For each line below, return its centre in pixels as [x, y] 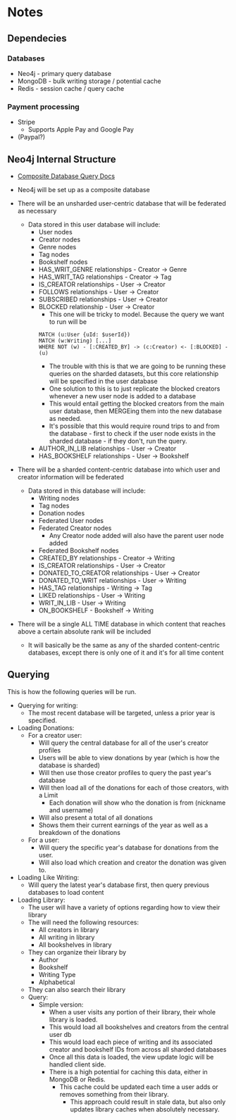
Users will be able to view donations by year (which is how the [129, 757]
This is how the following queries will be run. [72, 691]
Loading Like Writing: [48, 877]
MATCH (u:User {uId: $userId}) [84, 334]
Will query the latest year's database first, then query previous [119, 885]
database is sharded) [69, 765]
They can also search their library [77, 989]
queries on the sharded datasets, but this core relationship [134, 373]
